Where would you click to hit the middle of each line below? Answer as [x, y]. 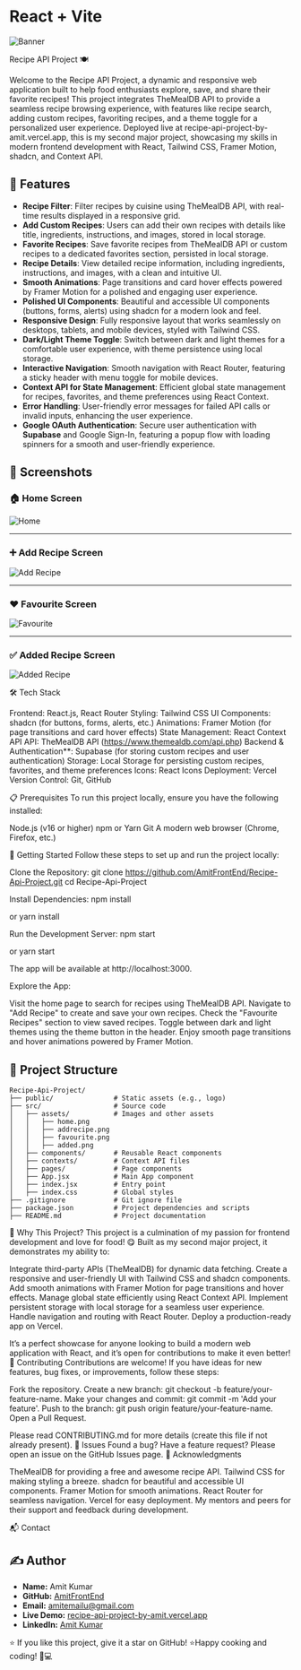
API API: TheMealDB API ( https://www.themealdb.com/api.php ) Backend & [147, 742]
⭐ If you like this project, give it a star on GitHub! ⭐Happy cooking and [138, 1642]
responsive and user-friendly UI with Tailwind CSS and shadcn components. [150, 1278]
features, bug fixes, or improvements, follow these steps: [114, 1372]
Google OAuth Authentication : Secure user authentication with [139, 425]
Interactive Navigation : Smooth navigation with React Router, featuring [154, 368]
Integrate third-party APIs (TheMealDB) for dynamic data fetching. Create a [148, 1269]
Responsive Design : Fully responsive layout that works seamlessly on [151, 320]
